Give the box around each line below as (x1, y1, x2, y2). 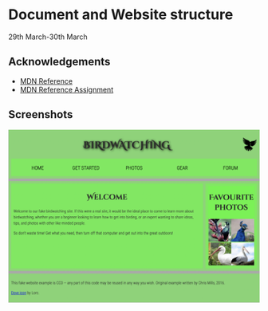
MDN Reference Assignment (19, 85, 114, 94)
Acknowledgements (8, 55, 111, 69)
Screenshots (8, 108, 73, 121)
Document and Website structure (8, 6, 234, 24)
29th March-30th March (8, 32, 88, 41)
